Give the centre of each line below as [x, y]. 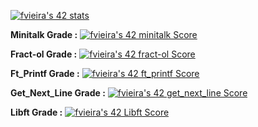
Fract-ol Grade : [44, 54]
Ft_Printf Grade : [45, 73]
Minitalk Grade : [44, 34]
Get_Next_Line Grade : [58, 93]
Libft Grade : [36, 112]
